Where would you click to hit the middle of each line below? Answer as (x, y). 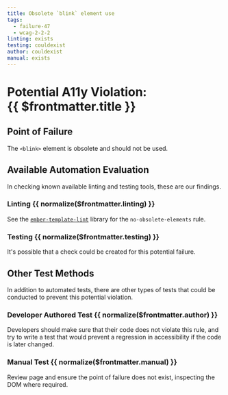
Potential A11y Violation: (77, 92)
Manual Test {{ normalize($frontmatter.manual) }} (92, 362)
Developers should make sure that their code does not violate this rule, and (113, 330)
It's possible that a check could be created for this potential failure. (101, 252)
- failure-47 (32, 26)
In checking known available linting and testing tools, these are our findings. (114, 187)
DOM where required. (38, 384)
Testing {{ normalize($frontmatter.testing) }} (83, 237)
